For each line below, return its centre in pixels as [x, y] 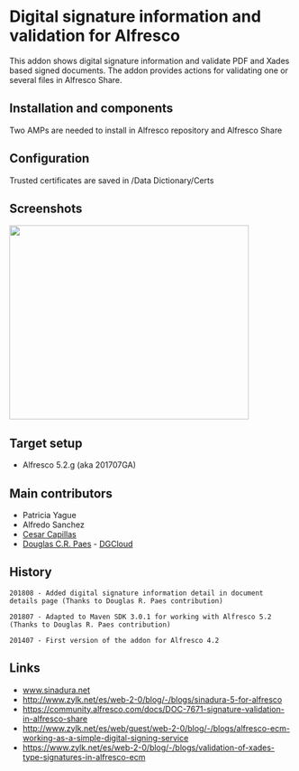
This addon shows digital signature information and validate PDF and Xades [149, 60]
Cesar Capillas [49, 534]
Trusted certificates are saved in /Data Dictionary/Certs [112, 180]
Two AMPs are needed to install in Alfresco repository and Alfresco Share [146, 130]
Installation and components [91, 109]
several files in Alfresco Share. [66, 79]
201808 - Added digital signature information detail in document [136, 593]
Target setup [46, 443]
